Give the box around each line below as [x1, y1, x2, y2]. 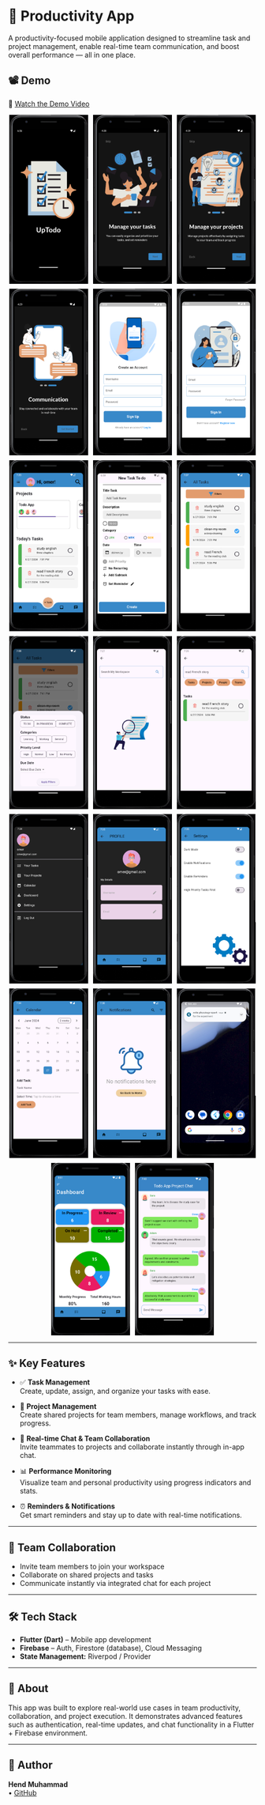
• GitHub [8, 1788, 37, 1797]
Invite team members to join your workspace [19, 1561, 165, 1572]
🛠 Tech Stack [8, 1610, 77, 1623]
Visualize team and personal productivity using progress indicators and [19, 1478, 252, 1487]
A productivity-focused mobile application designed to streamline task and [8, 33, 251, 43]
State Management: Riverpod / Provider [19, 1652, 151, 1661]
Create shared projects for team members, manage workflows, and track [19, 1410, 256, 1420]
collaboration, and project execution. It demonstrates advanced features [8, 1711, 243, 1720]
